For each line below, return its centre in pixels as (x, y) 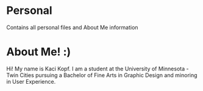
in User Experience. (31, 81)
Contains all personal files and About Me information (72, 27)
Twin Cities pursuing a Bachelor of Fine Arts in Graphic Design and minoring (102, 75)
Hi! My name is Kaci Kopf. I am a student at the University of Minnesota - (98, 69)
